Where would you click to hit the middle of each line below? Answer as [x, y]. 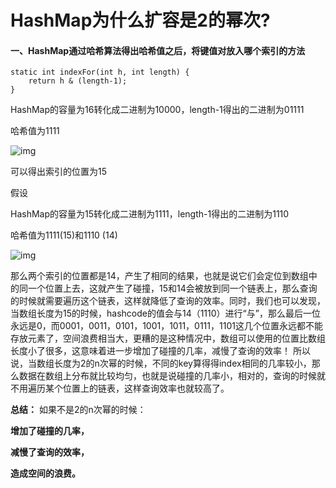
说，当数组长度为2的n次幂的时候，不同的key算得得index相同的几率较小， [161, 363]
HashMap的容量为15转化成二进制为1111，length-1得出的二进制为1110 [150, 214]
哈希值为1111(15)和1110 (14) [64, 235]
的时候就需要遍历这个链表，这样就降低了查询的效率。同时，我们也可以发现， [168, 301]
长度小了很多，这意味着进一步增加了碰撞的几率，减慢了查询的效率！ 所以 [160, 351]
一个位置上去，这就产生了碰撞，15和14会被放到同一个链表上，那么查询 [172, 288]
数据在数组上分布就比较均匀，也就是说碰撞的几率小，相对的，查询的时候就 [172, 376]
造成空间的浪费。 [45, 473]
